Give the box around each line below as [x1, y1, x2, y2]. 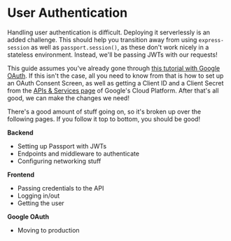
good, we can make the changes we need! [7, 93, 129, 102]
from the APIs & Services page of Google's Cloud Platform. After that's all [7, 86, 219, 95]
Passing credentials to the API [17, 184, 104, 192]
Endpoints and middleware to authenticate [17, 149, 140, 158]
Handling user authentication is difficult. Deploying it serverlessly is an [7, 28, 211, 36]
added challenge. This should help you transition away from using [7, 35, 197, 43]
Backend [7, 128, 34, 137]
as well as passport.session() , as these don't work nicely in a [31, 43, 209, 51]
